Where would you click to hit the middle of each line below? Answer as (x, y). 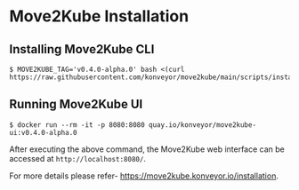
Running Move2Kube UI (76, 104)
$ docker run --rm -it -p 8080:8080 (77, 125)
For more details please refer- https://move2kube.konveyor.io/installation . (144, 176)
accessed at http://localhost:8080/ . (78, 158)
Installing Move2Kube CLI (82, 49)
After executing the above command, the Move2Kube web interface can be (147, 149)
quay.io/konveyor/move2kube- (202, 125)
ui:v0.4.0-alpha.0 (43, 132)
